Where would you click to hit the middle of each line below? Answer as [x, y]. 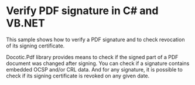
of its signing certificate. [35, 46]
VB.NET [25, 23]
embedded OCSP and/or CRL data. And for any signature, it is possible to [94, 69]
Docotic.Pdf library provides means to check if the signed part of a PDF [92, 57]
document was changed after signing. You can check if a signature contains [98, 63]
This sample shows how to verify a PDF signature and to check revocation [95, 39]
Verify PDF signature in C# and [82, 11]
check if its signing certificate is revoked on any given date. [78, 76]
